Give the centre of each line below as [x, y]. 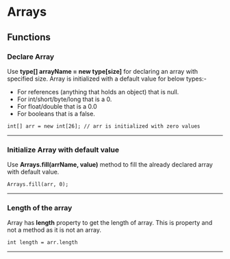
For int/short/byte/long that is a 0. [64, 99]
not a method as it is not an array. [54, 230]
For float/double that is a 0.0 [57, 106]
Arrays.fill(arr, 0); [38, 185]
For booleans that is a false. [56, 113]
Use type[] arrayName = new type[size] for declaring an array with [103, 71]
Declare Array [31, 57]
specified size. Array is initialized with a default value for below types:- [107, 79]
